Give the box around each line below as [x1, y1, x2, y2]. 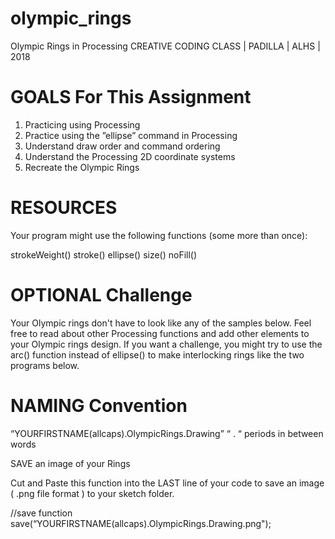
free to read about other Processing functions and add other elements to [10, 327, 310, 339]
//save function [10, 507, 73, 519]
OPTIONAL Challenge [10, 284, 193, 306]
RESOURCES [10, 197, 118, 219]
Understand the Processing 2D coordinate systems [24, 150, 236, 162]
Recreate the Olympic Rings [24, 161, 140, 173]
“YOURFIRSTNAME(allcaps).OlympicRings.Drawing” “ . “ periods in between [10, 427, 324, 439]
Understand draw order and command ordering [24, 140, 221, 152]
